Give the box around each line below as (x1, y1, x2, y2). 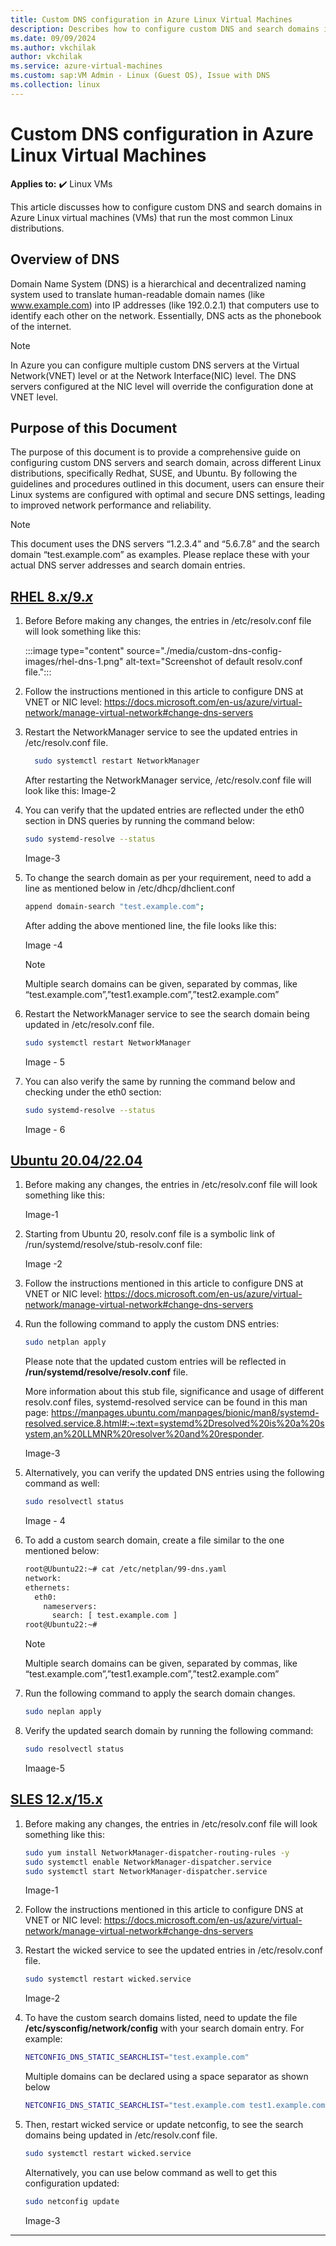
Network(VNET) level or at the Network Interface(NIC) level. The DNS (10, 369, 297, 381)
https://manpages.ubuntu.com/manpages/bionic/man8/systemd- (51, 1407, 320, 1419)
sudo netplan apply (24, 1337, 107, 1348)
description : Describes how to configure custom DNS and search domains (10, 24, 320, 34)
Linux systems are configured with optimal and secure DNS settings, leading (10, 489, 325, 501)
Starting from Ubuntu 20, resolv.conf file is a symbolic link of (24, 1228, 276, 1240)
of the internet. (10, 320, 72, 332)
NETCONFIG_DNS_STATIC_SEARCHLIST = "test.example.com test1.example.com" (24, 2101, 330, 2111)
